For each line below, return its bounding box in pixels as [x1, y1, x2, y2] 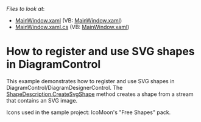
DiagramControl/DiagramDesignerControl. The [6, 84, 123, 91]
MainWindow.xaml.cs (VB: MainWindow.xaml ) [15, 24, 130, 30]
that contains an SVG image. [6, 97, 78, 104]
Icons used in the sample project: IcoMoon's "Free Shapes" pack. [6, 109, 171, 116]
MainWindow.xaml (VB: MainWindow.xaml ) [15, 17, 122, 24]
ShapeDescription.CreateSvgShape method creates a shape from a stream [6, 90, 194, 98]
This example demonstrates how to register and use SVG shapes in [6, 77, 175, 84]
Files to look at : [6, 5, 45, 12]
